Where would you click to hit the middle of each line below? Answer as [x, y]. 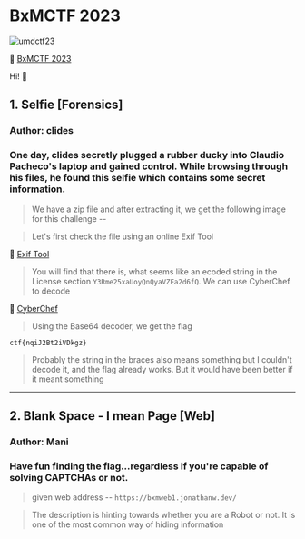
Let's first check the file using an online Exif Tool [123, 236]
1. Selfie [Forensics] [66, 105]
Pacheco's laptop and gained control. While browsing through [149, 166]
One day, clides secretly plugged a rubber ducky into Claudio [147, 155]
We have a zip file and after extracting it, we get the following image [158, 209]
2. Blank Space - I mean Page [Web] [113, 416]
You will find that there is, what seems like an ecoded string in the [154, 271]
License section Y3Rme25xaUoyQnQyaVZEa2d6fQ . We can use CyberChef [161, 281]
